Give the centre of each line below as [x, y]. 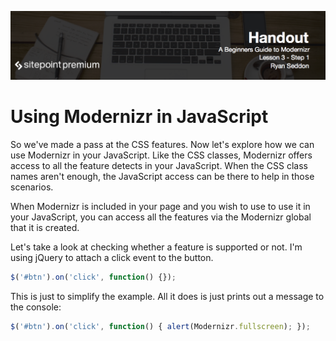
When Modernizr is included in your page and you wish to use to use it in [160, 206]
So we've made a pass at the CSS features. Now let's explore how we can [162, 144]
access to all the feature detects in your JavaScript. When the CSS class [159, 165]
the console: [36, 307]
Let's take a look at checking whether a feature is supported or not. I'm [156, 247]
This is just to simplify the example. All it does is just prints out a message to [167, 296]
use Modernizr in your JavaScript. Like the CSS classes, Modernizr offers [161, 155]
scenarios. [32, 187]
